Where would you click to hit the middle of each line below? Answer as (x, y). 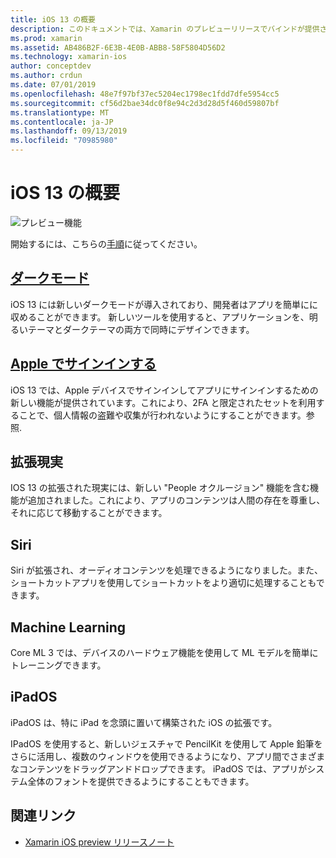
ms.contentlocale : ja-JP (62, 122)
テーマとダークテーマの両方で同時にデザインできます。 (141, 329)
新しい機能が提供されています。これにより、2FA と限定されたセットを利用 (163, 402)
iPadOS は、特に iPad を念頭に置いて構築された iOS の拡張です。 (144, 722)
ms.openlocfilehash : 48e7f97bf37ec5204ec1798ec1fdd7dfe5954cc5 (145, 94)
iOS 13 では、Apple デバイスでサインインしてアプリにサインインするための (164, 390)
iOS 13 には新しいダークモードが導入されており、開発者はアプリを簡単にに (164, 304)
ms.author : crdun (46, 76)
